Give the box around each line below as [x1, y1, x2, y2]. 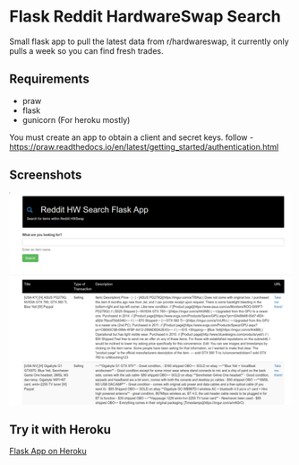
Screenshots [9, 168, 82, 183]
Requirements [9, 72, 90, 87]
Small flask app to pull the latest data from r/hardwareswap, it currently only [9, 36, 289, 47]
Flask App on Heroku [9, 446, 87, 457]
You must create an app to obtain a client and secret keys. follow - [9, 132, 253, 143]
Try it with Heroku [9, 422, 112, 437]
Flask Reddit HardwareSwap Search [9, 6, 282, 27]
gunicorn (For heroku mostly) [21, 114, 131, 125]
